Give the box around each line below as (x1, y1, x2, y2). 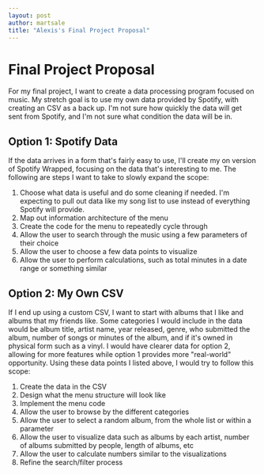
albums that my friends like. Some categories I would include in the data (8, 316, 243, 325)
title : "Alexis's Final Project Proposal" (8, 26, 150, 34)
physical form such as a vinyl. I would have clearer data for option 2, (8, 341, 231, 351)
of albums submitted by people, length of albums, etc (19, 440, 194, 450)
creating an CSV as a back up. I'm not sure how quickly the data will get (8, 104, 243, 113)
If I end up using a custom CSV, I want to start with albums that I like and (8, 307, 243, 317)
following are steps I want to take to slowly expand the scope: (8, 173, 209, 182)
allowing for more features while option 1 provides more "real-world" (8, 349, 232, 359)
